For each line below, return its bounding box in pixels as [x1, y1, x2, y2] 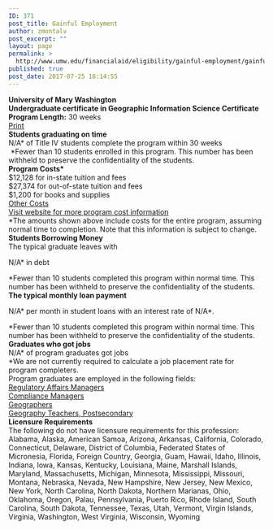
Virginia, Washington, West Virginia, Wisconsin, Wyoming [8, 511, 201, 521]
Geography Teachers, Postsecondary [8, 408, 134, 418]
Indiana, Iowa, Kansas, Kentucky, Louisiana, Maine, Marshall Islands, [8, 460, 238, 470]
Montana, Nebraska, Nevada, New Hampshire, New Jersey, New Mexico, [8, 477, 253, 487]
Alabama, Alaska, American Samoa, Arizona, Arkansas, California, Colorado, [8, 434, 264, 444]
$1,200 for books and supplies [8, 189, 110, 199]
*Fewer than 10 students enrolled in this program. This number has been [10, 146, 253, 156]
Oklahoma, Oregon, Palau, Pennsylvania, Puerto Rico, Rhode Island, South [8, 494, 257, 504]
